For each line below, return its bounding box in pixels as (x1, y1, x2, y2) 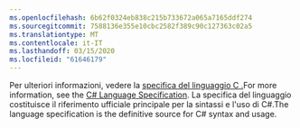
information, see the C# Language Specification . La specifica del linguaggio (9, 89, 292, 100)
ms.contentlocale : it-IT (9, 38, 103, 48)
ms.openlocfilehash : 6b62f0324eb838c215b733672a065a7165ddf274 (9, 13, 253, 23)
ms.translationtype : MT (9, 30, 99, 39)
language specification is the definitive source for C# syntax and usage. (9, 109, 277, 119)
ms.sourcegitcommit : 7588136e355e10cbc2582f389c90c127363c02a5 (9, 22, 253, 31)
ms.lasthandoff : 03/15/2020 (9, 47, 116, 56)
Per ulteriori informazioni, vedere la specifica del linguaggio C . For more (9, 80, 277, 90)
